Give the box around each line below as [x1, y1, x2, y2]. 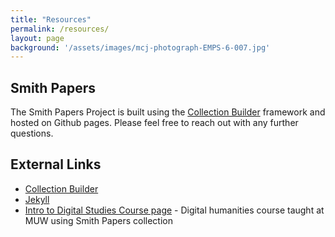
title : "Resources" [10, 14, 92, 25]
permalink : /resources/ [10, 24, 110, 34]
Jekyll [24, 193, 50, 205]
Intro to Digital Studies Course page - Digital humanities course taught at [24, 204, 325, 216]
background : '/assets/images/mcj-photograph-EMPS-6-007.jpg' [10, 42, 271, 53]
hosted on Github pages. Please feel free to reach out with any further [10, 117, 299, 129]
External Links [10, 156, 102, 173]
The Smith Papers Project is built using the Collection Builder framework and [10, 106, 326, 118]
